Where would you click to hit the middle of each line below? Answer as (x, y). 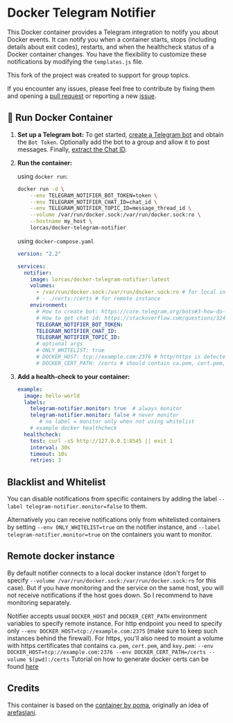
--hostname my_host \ (61, 221)
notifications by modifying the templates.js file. (76, 61)
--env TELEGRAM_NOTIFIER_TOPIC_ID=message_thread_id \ (111, 209)
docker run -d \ (41, 189)
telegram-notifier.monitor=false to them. (86, 506)
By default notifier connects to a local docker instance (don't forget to (107, 573)
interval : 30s (50, 447)
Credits (24, 689)
